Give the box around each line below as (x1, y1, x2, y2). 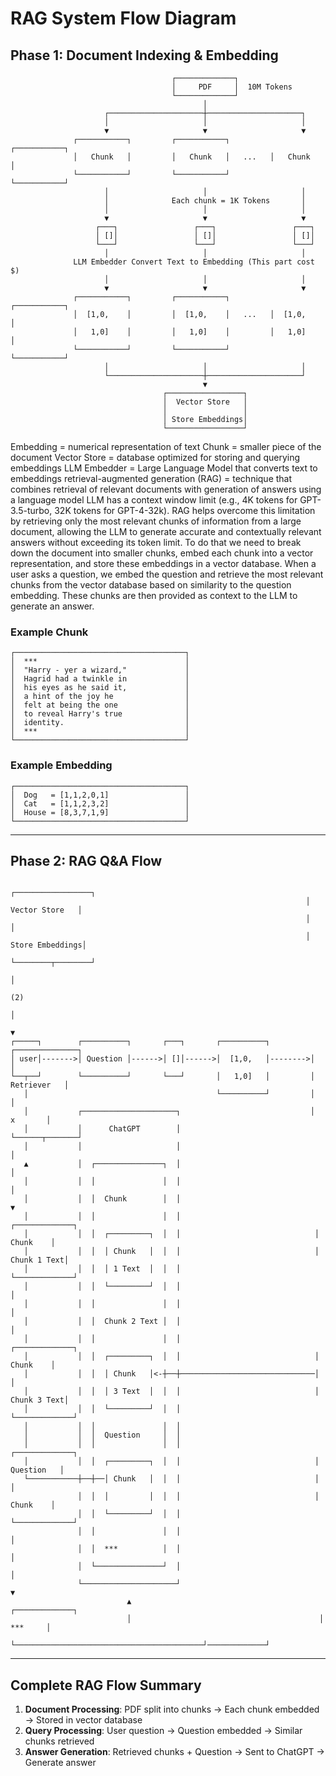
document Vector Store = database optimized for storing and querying (10, 452, 301, 463)
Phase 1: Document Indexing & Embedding (10, 47, 279, 64)
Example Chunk (10, 625, 89, 639)
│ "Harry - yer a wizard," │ (10, 665, 190, 676)
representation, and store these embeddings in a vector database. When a (10, 558, 317, 569)
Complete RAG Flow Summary (10, 1677, 202, 1694)
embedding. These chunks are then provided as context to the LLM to (10, 590, 298, 601)
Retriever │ (10, 1080, 70, 1091)
